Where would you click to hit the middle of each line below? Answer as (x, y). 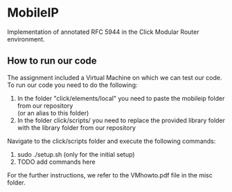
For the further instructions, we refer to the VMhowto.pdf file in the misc (110, 175)
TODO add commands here (56, 162)
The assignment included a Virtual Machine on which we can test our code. (115, 77)
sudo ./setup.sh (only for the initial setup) (76, 154)
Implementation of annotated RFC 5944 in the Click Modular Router (103, 32)
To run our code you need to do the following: (72, 85)
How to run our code (52, 61)
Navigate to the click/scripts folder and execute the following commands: (111, 141)
